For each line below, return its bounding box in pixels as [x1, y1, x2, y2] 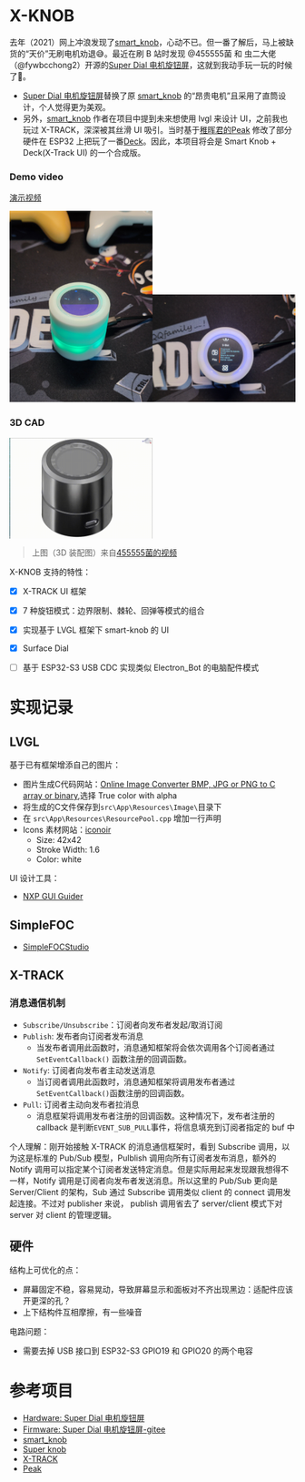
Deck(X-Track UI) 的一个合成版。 [22, 147, 146, 157]
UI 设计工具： [9, 873, 61, 884]
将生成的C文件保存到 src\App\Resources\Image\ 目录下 [22, 802, 222, 813]
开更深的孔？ [22, 1294, 71, 1306]
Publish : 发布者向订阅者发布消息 [22, 1030, 143, 1041]
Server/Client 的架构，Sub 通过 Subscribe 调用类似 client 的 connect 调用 [9, 1186, 283, 1197]
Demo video [9, 170, 64, 183]
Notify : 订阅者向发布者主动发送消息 [22, 1064, 156, 1075]
